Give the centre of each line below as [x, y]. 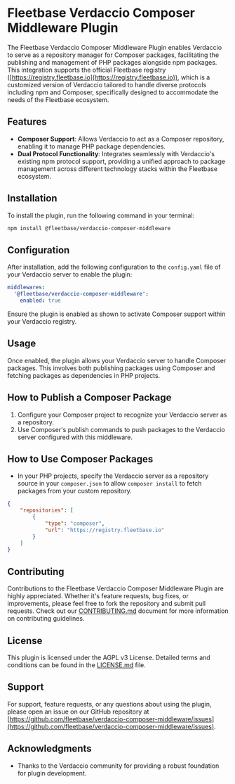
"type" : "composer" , [75, 523]
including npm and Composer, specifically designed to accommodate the [113, 92]
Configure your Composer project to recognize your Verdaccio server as [122, 415]
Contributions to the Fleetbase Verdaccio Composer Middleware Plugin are [116, 588]
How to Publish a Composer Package [89, 398]
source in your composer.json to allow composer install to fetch [109, 483]
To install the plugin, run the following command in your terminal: [101, 215]
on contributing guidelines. [46, 619]
